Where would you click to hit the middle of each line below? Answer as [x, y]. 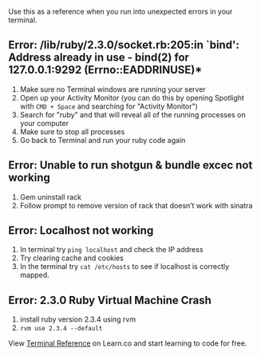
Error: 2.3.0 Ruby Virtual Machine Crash [110, 300]
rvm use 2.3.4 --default [61, 329]
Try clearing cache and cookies [71, 258]
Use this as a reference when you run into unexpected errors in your [121, 12]
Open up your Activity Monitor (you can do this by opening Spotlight [132, 97]
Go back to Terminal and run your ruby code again [103, 140]
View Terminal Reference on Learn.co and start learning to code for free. [128, 343]
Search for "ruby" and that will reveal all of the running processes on [132, 114]
